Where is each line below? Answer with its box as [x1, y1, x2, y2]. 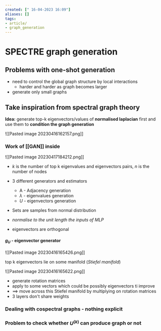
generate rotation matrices [12, 278, 66, 284]
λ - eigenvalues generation [19, 193, 74, 199]
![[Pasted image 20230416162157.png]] [5, 130, 84, 137]
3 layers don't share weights [12, 293, 69, 299]
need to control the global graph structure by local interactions [12, 79, 138, 84]
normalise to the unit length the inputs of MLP [12, 217, 104, 223]
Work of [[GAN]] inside [5, 143, 60, 149]
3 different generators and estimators [12, 178, 88, 184]
